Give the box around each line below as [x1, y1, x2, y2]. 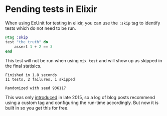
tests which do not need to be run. [5, 25, 76, 31]
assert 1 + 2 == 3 [14, 44, 53, 49]
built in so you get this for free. [5, 105, 69, 111]
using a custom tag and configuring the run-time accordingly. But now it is [5, 100, 159, 106]
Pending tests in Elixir [5, 3, 97, 15]
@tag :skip [5, 35, 28, 40]
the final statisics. [5, 63, 42, 69]
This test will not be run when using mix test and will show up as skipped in [5, 58, 162, 64]
